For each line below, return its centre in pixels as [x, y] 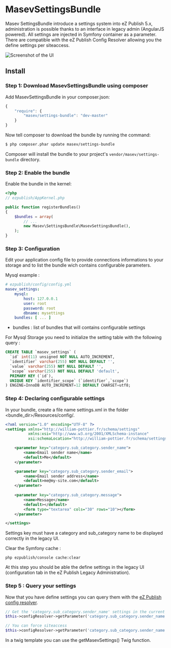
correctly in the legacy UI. [32, 538]
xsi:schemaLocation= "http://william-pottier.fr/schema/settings [97, 439]
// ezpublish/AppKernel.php [35, 198]
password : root [40, 308]
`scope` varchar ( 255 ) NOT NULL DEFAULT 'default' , [65, 371]
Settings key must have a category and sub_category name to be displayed [84, 533]
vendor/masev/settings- [134, 154]
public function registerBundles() [43, 207]
